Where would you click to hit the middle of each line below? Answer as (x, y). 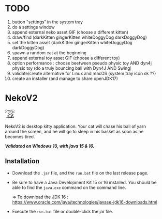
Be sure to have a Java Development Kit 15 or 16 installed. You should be (84, 182)
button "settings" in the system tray (47, 22)
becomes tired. (20, 137)
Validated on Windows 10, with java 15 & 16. (50, 146)
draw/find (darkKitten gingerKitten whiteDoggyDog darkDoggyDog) (79, 37)
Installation (22, 161)
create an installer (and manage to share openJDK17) (65, 78)
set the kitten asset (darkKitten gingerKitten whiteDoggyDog (72, 42)
